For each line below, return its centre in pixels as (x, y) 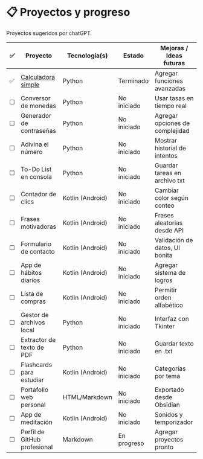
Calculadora (38, 77)
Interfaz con (172, 318)
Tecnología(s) (88, 56)
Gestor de (35, 315)
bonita (164, 255)
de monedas (38, 106)
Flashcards (37, 365)
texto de (32, 347)
